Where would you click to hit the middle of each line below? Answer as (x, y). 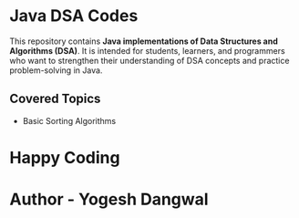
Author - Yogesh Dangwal (109, 199)
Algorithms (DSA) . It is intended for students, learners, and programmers (147, 50)
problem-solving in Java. (56, 70)
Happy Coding (65, 157)
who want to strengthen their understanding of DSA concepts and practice (149, 60)
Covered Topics (55, 99)
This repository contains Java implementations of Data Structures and (144, 41)
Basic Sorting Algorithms (69, 120)
